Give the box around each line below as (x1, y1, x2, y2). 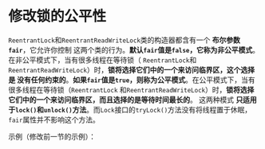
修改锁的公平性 (8, 7, 107, 25)
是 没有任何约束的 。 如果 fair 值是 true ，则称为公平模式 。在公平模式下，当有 (8, 75, 255, 84)
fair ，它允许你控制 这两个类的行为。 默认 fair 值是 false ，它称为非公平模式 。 (8, 45, 260, 54)
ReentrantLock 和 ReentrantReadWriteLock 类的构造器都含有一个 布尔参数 (8, 35, 241, 45)
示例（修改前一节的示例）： (8, 131, 96, 141)
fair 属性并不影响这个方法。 (8, 115, 100, 124)
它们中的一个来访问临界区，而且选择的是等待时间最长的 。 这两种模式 (8, 95, 234, 104)
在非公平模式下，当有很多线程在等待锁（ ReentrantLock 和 (8, 55, 197, 65)
